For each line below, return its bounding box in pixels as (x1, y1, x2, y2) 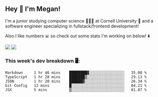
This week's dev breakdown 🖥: (5, 57, 80, 64)
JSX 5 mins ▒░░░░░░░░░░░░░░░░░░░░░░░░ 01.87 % (5, 88, 147, 93)
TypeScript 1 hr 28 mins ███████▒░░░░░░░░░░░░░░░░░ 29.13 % (5, 74, 147, 80)
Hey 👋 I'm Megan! (5, 5, 61, 13)
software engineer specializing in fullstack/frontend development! (5, 23, 139, 29)
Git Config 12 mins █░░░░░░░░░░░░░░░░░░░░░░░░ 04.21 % (5, 83, 147, 88)
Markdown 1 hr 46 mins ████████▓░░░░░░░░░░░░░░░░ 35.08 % (5, 71, 147, 75)
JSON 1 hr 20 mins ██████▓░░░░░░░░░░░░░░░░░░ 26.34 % (5, 79, 147, 84)
